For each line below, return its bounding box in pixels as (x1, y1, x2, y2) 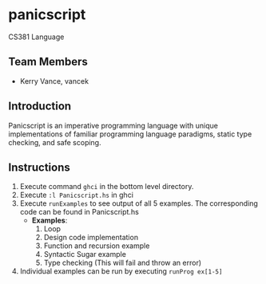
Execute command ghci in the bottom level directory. (19, 182, 194, 191)
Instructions (8, 160, 70, 174)
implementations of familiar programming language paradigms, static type (8, 129, 252, 139)
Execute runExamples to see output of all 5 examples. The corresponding (19, 199, 258, 208)
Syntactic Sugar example (43, 250, 126, 259)
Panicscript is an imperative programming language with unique (8, 120, 218, 130)
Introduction (8, 100, 72, 113)
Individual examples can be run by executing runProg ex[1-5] (19, 266, 223, 276)
